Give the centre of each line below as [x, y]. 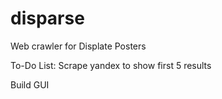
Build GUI [30, 84]
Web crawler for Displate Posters [78, 46]
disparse [47, 18]
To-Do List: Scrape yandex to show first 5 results [111, 65]
